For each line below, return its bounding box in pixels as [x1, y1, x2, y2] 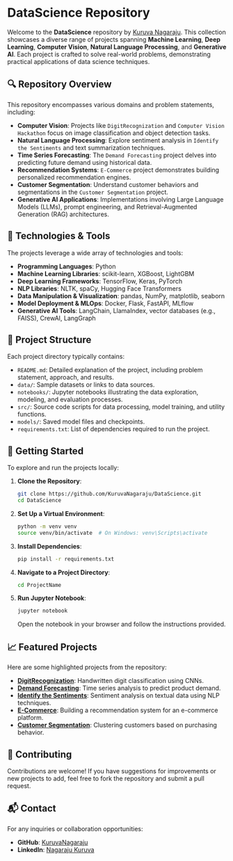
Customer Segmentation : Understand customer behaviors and [17, 180, 199, 188]
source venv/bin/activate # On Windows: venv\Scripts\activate [17, 529, 208, 536]
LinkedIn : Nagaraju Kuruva [17, 845, 95, 853]
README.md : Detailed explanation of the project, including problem [17, 366, 203, 374]
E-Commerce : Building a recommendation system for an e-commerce [17, 706, 218, 714]
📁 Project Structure [7, 334, 92, 346]
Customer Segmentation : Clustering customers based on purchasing [17, 721, 218, 730]
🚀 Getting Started [7, 445, 84, 457]
